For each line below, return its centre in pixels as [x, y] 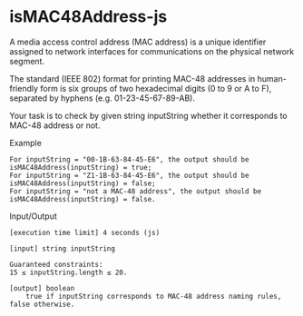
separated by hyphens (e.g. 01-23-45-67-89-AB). [102, 98]
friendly [24, 88]
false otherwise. [42, 304]
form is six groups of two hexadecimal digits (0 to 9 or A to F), [156, 88]
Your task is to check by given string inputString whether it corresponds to [148, 115]
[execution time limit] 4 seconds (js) [85, 232]
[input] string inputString [63, 248]
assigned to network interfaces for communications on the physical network [152, 51]
